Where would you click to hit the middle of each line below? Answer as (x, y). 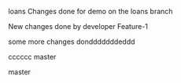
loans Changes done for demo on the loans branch (90, 11)
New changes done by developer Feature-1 (78, 26)
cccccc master (32, 57)
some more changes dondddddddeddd (72, 41)
